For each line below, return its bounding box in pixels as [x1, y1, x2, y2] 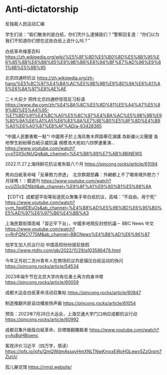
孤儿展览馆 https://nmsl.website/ [5, 364, 72, 370]
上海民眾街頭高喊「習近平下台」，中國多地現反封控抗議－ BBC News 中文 [5, 220, 154, 226]
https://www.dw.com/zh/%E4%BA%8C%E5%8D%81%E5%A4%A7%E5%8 [5, 102, 161, 108]
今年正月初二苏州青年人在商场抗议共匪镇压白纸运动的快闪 [5, 257, 123, 263]
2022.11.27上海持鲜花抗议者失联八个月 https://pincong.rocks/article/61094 [5, 161, 158, 167]
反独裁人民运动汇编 [5, 21, 45, 27]
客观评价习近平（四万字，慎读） [5, 342, 71, 348]
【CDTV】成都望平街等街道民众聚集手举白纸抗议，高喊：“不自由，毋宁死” [5, 194, 157, 200]
